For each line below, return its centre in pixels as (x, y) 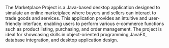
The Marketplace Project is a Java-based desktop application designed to (83, 7)
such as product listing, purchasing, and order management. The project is (83, 29)
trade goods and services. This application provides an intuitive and (76, 18)
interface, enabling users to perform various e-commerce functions (93, 23)
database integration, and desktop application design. (62, 40)
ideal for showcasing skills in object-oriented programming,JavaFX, (76, 34)
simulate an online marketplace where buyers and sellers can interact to (81, 13)
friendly (13, 23)
